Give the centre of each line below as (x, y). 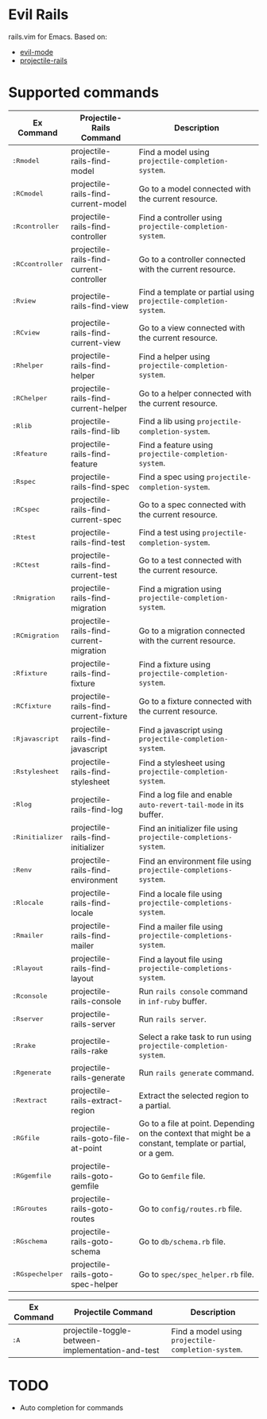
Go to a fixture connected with (195, 701)
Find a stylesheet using (182, 763)
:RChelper (30, 398)
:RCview (26, 333)
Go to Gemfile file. (172, 1176)
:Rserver (28, 1019)
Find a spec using (172, 477)
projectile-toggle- (98, 1330)
